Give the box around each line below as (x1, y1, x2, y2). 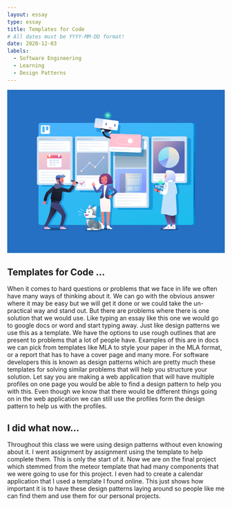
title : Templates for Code (7, 26, 85, 32)
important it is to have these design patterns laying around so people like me (7, 484, 225, 493)
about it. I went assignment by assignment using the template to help (7, 448, 203, 456)
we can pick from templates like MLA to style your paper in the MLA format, (7, 343, 222, 352)
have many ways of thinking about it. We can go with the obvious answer (7, 292, 215, 300)
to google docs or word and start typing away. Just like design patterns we (7, 321, 220, 329)
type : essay (7, 18, 41, 26)
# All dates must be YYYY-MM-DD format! (7, 33, 126, 40)
